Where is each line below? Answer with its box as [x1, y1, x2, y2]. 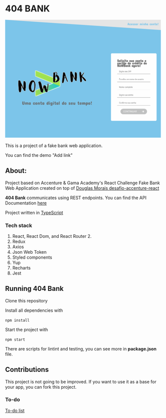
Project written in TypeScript [5, 209, 63, 215]
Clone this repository [5, 297, 48, 303]
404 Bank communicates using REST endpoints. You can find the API [5, 195, 147, 201]
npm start [5, 337, 26, 342]
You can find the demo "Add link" [5, 152, 73, 158]
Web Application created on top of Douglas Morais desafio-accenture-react [5, 185, 160, 191]
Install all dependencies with [5, 307, 63, 313]
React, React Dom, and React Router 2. [12, 233, 92, 239]
